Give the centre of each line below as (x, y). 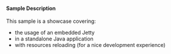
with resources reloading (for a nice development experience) (90, 45)
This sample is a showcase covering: (51, 21)
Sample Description (31, 8)
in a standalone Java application (54, 39)
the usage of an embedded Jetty (54, 33)
